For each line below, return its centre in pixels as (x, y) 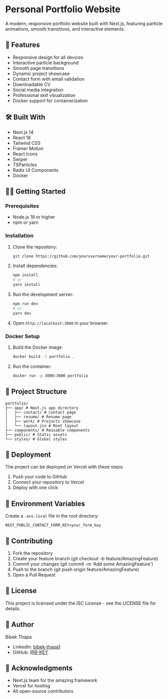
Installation (20, 236)
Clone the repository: (35, 247)
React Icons (25, 153)
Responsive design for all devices (48, 57)
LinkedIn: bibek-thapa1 (36, 646)
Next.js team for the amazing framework (55, 680)
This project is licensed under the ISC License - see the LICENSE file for (81, 603)
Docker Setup (22, 336)
